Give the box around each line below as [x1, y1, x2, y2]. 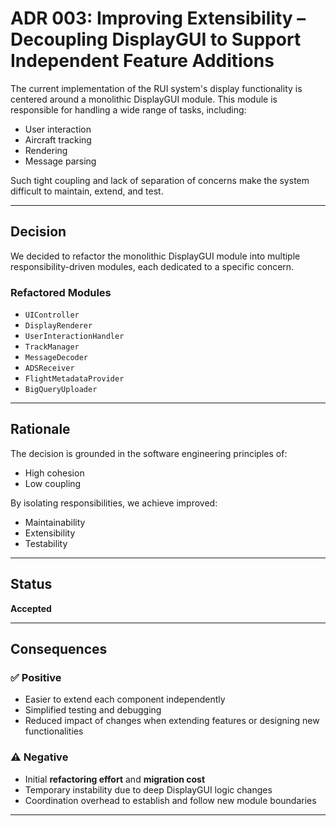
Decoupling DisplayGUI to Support [10, 28, 302, 51]
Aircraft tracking [24, 133, 92, 146]
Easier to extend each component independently [24, 693, 226, 706]
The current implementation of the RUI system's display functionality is [10, 82, 303, 94]
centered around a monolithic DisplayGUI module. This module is [10, 93, 278, 105]
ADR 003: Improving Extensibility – [10, 7, 307, 30]
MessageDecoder [24, 353, 89, 363]
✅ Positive [10, 670, 62, 684]
